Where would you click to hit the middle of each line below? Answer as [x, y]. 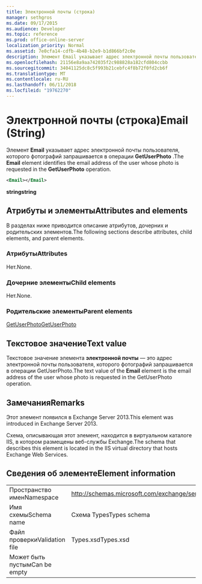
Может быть [27, 557]
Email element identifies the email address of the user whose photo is [93, 162]
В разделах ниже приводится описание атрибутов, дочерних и [87, 225]
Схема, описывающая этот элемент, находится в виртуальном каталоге [99, 435]
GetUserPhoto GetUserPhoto [41, 324]
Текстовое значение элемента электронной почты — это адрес [89, 358]
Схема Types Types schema [111, 515]
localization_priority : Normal [45, 46]
